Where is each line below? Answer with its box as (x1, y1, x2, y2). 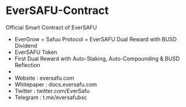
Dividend (14, 42, 38, 49)
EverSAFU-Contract (5, 4, 109, 18)
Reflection (14, 61, 41, 69)
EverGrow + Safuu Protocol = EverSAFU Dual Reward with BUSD (14, 35, 177, 43)
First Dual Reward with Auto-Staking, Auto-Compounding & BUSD (14, 55, 181, 62)
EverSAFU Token (14, 48, 57, 55)
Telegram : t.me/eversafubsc (14, 94, 88, 101)
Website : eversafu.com (14, 74, 74, 81)
